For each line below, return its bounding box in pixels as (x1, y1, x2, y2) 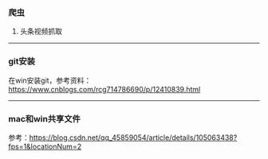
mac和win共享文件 (8, 113, 81, 124)
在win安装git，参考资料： (8, 76, 92, 85)
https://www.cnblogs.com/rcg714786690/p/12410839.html (8, 84, 201, 94)
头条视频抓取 (19, 26, 62, 37)
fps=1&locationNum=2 (8, 142, 82, 151)
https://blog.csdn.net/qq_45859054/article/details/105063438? (29, 133, 238, 142)
